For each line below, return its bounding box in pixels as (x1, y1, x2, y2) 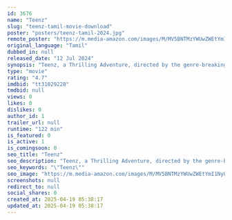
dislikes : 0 (7, 106, 41, 113)
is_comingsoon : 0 (7, 145, 57, 152)
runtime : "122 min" (7, 126, 64, 132)
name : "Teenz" (7, 17, 48, 23)
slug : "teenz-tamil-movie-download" (7, 23, 113, 30)
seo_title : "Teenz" (7, 151, 64, 159)
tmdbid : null (7, 87, 45, 94)
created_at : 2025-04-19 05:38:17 (7, 196, 104, 203)
